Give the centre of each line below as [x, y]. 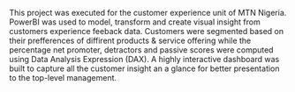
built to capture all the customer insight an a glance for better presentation [144, 68]
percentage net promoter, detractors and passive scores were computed [141, 50]
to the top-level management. [63, 78]
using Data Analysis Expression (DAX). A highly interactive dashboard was [144, 59]
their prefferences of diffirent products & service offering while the [130, 40]
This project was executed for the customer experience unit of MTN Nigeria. [148, 13]
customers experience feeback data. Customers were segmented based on [147, 31]
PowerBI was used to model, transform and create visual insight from [135, 22]
